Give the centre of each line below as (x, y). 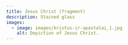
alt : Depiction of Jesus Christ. (58, 33)
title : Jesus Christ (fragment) (46, 11)
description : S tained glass (41, 17)
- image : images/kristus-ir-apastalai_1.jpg (67, 28)
